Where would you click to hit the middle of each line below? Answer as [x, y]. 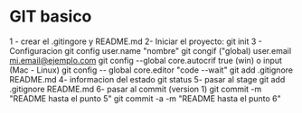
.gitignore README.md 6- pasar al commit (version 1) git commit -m [136, 89]
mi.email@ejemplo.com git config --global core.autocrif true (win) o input [146, 60]
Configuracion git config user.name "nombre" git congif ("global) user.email [151, 50]
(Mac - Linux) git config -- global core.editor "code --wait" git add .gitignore [151, 70]
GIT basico [51, 17]
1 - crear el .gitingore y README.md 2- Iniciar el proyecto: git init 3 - [136, 41]
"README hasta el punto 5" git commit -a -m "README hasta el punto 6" [146, 98]
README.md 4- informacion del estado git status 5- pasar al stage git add [147, 79]
